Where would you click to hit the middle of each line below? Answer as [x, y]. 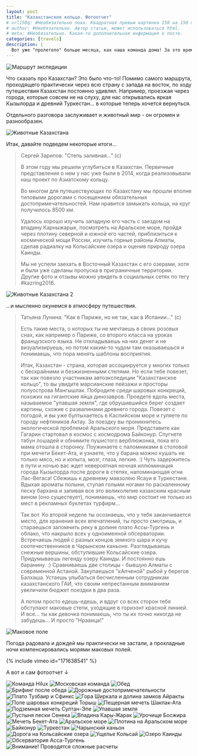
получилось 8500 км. [47, 210]
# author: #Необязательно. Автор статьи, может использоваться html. [93, 28]
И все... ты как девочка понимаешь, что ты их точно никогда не [101, 614]
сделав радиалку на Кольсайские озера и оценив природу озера [103, 246]
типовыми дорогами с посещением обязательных [84, 197]
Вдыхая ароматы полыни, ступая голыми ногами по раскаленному [105, 484]
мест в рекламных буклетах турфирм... [70, 503]
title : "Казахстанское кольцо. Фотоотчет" [59, 17]
